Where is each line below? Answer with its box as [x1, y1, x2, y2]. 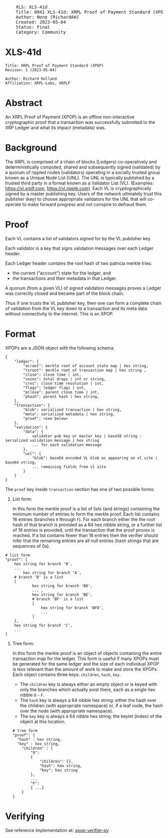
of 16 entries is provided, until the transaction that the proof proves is [12, 527, 155, 533]
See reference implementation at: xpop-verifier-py [5, 827, 109, 833]
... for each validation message [31, 442, 101, 447]
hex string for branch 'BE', [31, 592, 93, 597]
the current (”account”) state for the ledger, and [12, 270, 111, 276]
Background [5, 142, 57, 153]
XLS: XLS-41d [15, 5, 47, 10]
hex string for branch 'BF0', [40, 605, 104, 610]
